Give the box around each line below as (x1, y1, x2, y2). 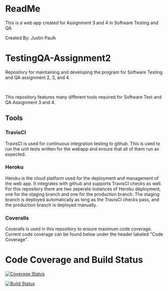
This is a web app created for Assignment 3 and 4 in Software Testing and (5, 20, 159, 26)
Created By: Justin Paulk (5, 35, 56, 41)
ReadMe (5, 3, 41, 15)
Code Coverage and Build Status (5, 254, 143, 266)
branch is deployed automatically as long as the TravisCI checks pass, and (5, 196, 159, 202)
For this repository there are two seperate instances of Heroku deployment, (5, 186, 161, 192)
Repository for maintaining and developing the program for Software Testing (5, 69, 163, 75)
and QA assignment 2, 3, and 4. (5, 74, 70, 81)
